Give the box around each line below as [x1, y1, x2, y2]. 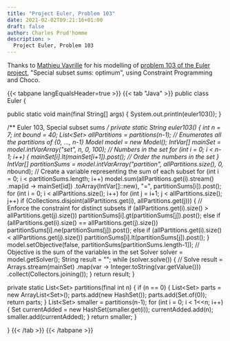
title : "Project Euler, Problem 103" [7, 10, 116, 17]
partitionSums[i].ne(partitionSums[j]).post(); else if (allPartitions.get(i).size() [7, 226, 222, 234]
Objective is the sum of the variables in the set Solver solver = [7, 248, 184, 256]
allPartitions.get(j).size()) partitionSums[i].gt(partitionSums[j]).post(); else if [7, 211, 221, 220]
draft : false [7, 23, 45, 30]
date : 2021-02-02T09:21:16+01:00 [7, 17, 103, 23]
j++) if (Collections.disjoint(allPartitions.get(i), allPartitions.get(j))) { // [7, 197, 202, 204]
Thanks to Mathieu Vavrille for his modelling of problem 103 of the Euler [7, 61, 211, 69]
